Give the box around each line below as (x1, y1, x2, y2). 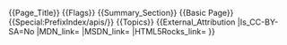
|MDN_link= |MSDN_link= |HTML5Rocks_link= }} (36, 26, 216, 36)
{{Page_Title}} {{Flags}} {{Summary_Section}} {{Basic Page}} (8, 8, 234, 18)
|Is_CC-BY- (237, 17, 279, 27)
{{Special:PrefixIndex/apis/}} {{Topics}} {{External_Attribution (8, 17, 236, 27)
